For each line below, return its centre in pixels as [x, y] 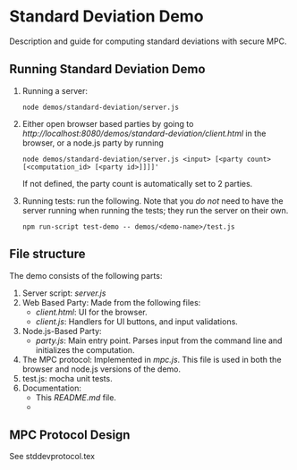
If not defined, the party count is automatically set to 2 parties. [137, 183]
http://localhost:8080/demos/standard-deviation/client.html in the [144, 133]
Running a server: [55, 90]
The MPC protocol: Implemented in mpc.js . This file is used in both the [152, 359]
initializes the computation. [85, 349]
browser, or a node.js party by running [93, 143]
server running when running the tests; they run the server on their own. [155, 210]
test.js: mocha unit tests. [68, 378]
